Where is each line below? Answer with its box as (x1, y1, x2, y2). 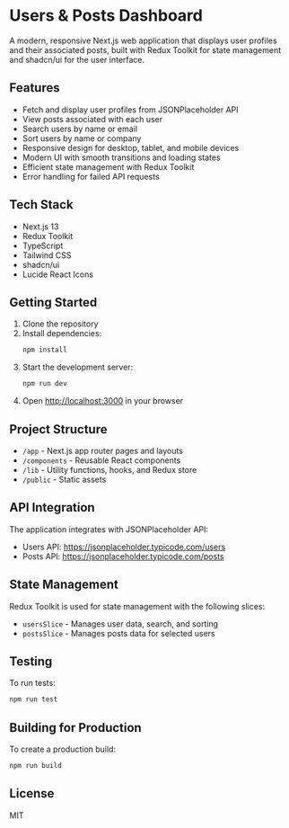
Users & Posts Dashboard (9, 5, 204, 26)
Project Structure (9, 422, 108, 437)
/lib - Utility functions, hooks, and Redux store (22, 464, 197, 475)
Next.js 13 (22, 221, 59, 232)
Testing (9, 654, 53, 669)
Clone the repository (22, 318, 99, 329)
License (9, 786, 55, 801)
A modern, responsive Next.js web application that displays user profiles (9, 35, 277, 46)
